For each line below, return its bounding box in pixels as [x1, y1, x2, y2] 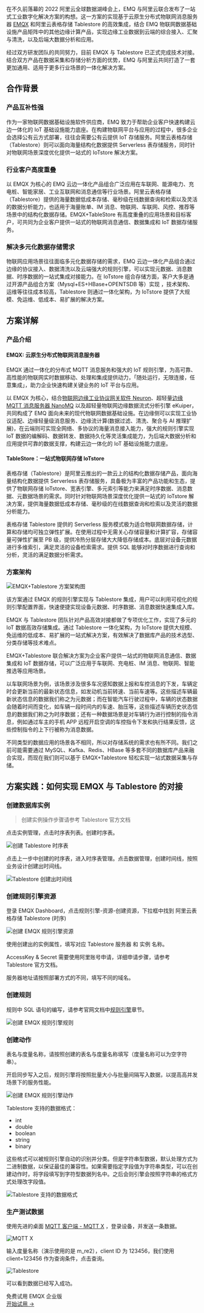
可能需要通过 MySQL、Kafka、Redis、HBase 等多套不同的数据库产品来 [11, 747, 189, 754]
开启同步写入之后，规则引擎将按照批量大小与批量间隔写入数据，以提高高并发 [6, 1071, 198, 1078]
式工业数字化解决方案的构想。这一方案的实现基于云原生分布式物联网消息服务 [6, 13, 198, 20]
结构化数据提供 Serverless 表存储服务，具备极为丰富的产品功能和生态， [11, 477, 191, 484]
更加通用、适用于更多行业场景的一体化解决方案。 [6, 64, 129, 71]
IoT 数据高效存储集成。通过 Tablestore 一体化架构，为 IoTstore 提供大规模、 [6, 624, 195, 632]
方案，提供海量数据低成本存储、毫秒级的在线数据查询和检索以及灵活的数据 [11, 500, 198, 507]
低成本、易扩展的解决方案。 [38, 296, 107, 303]
